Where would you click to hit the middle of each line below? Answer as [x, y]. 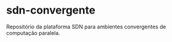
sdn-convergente [51, 10]
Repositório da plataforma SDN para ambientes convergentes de [86, 27]
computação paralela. [33, 33]
